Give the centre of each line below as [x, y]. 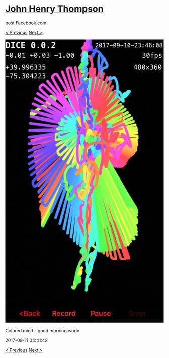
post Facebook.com [26, 23]
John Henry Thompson [55, 9]
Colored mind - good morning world [43, 330]
